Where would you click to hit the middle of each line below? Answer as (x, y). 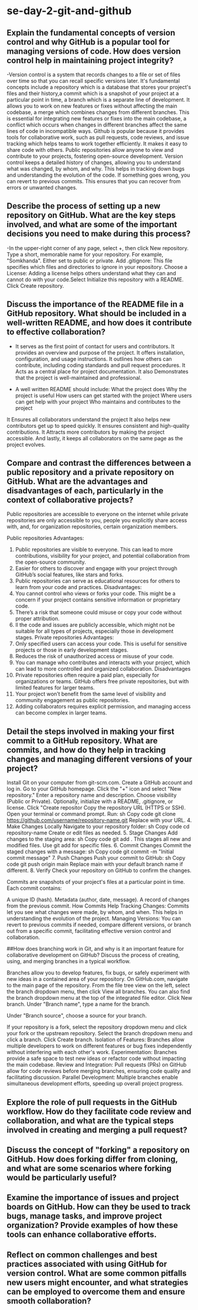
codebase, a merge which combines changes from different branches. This (98, 112)
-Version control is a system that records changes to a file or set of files (94, 74)
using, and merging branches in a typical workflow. (69, 961)
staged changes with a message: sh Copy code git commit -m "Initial (90, 851)
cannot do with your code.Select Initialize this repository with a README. (95, 279)
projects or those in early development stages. (72, 650)
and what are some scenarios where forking (89, 1168)
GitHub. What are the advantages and (77, 482)
